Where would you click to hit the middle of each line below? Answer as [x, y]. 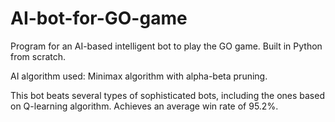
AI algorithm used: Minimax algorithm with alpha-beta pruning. [139, 76]
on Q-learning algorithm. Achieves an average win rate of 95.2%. [144, 106]
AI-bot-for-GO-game [99, 18]
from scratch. [38, 56]
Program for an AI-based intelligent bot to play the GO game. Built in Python [166, 46]
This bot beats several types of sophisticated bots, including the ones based [167, 95]
